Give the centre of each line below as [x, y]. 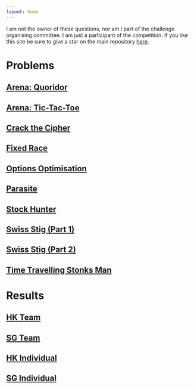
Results [25, 295]
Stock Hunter [31, 209]
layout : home [22, 12]
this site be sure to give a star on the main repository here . [78, 41]
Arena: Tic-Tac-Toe [43, 108]
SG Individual [31, 379]
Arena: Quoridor [37, 87]
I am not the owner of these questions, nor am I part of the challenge [90, 29]
